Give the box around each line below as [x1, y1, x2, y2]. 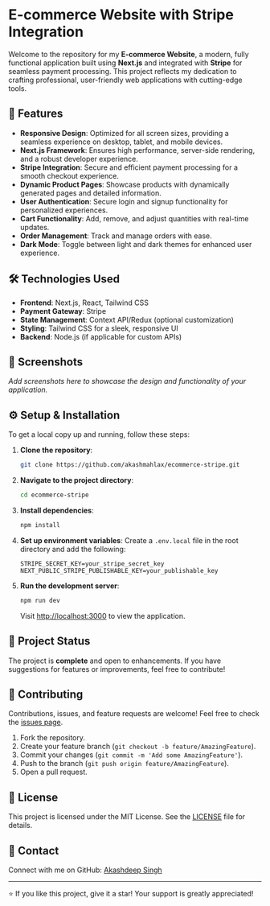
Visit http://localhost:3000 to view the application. [19, 611, 186, 620]
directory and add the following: [19, 544, 126, 554]
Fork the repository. [19, 733, 86, 743]
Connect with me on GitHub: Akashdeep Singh [8, 865, 162, 875]
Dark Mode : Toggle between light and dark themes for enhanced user [19, 239, 252, 249]
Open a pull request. [19, 767, 88, 777]
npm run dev [19, 596, 60, 604]
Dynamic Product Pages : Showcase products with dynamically [19, 179, 230, 189]
